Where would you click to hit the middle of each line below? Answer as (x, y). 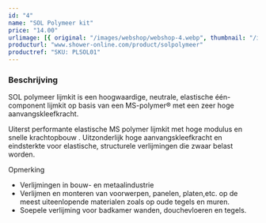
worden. (22, 154)
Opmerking (27, 170)
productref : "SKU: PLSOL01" (55, 52)
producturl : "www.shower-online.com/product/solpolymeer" (106, 45)
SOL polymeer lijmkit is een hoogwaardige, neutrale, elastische (111, 97)
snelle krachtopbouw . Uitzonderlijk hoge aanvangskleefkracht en (116, 138)
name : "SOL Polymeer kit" (51, 23)
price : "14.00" (33, 30)
